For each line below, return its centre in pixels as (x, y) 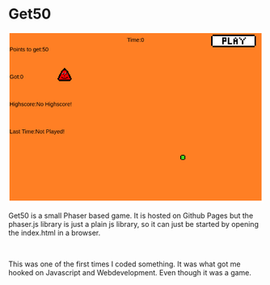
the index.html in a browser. (55, 233)
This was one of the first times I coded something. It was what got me (124, 264)
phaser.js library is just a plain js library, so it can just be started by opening (133, 224)
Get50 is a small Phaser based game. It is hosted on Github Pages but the (131, 216)
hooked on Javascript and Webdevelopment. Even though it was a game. (130, 273)
